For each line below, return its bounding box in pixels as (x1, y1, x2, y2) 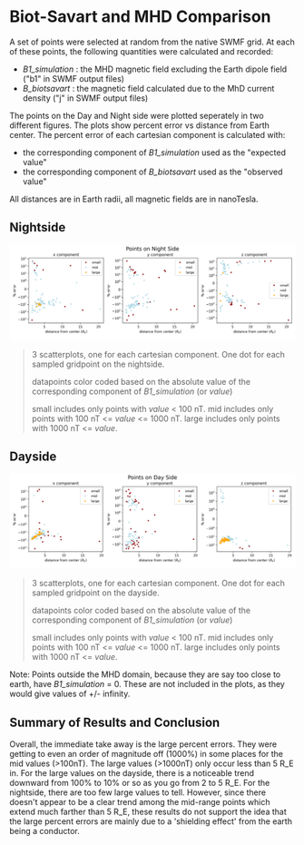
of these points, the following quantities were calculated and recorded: (9, 45, 274, 56)
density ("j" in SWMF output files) (22, 93, 149, 103)
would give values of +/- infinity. (9, 688, 131, 700)
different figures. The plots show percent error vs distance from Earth (9, 120, 270, 131)
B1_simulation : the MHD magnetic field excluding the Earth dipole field (22, 64, 288, 74)
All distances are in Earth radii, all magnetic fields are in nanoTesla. (9, 193, 259, 204)
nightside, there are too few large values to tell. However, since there (9, 787, 266, 798)
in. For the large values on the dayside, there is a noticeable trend (9, 768, 254, 779)
